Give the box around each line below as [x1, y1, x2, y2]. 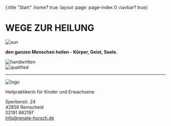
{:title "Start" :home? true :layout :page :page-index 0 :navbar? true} [5, 5, 148, 10]
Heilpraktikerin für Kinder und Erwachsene [5, 89, 95, 95]
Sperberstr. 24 [5, 98, 36, 105]
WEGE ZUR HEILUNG [5, 22, 95, 34]
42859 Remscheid [5, 104, 44, 110]
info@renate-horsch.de [5, 115, 54, 121]
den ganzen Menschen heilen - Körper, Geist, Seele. [5, 48, 118, 55]
